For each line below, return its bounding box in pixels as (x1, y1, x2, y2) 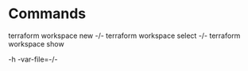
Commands (8, 5, 87, 23)
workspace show (8, 39, 65, 48)
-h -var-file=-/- (8, 54, 58, 64)
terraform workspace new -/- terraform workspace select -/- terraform (8, 31, 241, 40)
